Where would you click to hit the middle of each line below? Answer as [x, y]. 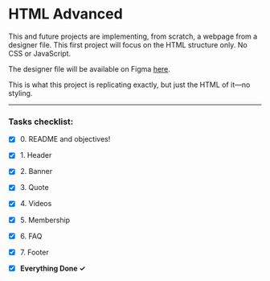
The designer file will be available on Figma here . [90, 68]
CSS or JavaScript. [40, 53]
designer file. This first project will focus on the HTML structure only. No [128, 44]
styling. [20, 93]
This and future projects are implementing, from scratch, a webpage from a [133, 36]
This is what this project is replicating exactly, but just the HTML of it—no [129, 85]
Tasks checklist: [41, 122]
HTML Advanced [65, 14]
